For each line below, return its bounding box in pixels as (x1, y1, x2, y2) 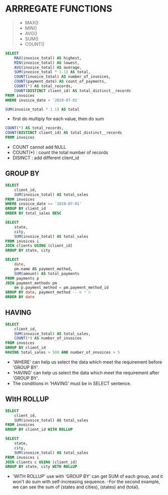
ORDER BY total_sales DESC (5, 211, 62, 216)
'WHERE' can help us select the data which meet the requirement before (12, 359, 162, 365)
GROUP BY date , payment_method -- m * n (5, 290, 91, 295)
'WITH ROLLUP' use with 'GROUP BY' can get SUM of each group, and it (12, 473, 163, 479)
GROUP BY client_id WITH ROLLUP (5, 427, 73, 432)
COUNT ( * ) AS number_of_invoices (14, 336, 82, 341)
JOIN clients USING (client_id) (5, 243, 73, 248)
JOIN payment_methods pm (5, 280, 57, 286)
